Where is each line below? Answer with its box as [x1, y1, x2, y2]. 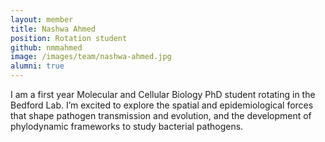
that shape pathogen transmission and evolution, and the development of [10, 110, 312, 121]
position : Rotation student [10, 33, 128, 43]
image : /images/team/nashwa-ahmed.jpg [10, 52, 172, 62]
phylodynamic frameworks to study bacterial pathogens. [10, 121, 244, 132]
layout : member [10, 14, 74, 25]
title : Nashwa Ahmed [10, 24, 97, 34]
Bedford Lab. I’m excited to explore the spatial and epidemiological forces [10, 99, 314, 111]
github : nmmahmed [10, 42, 83, 53]
